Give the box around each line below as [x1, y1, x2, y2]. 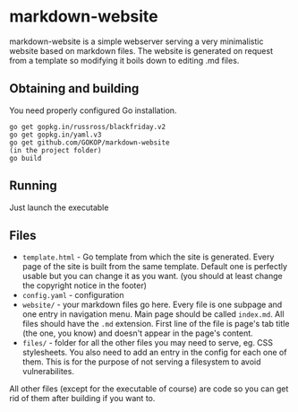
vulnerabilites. [21, 366, 74, 377]
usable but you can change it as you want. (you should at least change [21, 271, 284, 282]
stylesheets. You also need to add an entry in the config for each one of [21, 347, 287, 358]
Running [9, 178, 58, 194]
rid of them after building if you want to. [9, 393, 156, 404]
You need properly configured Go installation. [9, 105, 177, 116]
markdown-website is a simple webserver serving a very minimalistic [9, 36, 264, 47]
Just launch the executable [9, 202, 109, 213]
